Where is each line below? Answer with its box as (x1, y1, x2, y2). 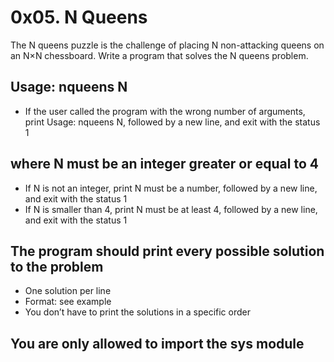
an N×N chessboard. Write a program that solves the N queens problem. (10, 49, 309, 61)
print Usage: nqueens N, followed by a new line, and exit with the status (24, 116, 321, 128)
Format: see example (24, 296, 112, 308)
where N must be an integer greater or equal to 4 (10, 156, 319, 173)
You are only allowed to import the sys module (10, 335, 305, 352)
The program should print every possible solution (10, 242, 325, 260)
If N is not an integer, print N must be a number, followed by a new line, (24, 182, 318, 194)
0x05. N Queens (10, 6, 148, 29)
